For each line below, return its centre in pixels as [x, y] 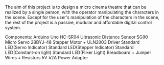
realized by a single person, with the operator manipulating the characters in [82, 12]
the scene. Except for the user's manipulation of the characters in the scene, [82, 17]
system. [13, 28]
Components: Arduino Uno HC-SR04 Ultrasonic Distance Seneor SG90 [77, 37]
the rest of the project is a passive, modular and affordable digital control [79, 22]
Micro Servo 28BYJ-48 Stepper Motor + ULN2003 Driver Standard [72, 42]
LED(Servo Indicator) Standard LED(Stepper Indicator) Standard [69, 47]
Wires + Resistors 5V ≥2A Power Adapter [47, 57]
